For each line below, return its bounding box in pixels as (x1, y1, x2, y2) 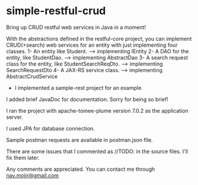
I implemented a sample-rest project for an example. (14, 84, 143, 91)
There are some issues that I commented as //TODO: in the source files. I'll (6, 148, 189, 155)
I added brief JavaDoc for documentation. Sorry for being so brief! (6, 96, 169, 103)
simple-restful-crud (6, 4, 106, 18)
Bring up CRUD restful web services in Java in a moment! (6, 24, 146, 31)
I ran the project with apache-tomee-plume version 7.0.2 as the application (6, 107, 189, 114)
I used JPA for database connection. (6, 125, 95, 132)
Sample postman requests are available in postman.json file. (6, 136, 153, 143)
